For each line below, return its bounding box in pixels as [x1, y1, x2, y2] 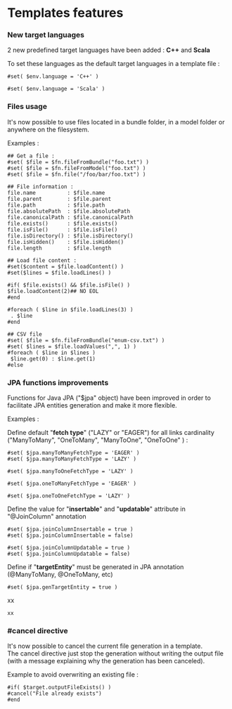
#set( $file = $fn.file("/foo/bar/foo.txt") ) [7, 171, 146, 178]
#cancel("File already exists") [7, 690, 102, 697]
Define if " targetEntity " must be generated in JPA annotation [7, 563, 184, 571]
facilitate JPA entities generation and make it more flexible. [7, 401, 177, 410]
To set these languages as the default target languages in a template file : [7, 60, 220, 68]
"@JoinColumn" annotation [7, 512, 86, 521]
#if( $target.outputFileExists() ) [7, 684, 112, 691]
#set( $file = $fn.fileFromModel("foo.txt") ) [7, 164, 146, 171]
